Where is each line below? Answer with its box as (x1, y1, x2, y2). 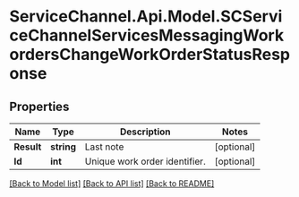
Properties (9, 98, 70, 114)
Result (13, 141, 42, 153)
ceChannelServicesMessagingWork (9, 25, 285, 46)
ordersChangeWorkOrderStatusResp (9, 45, 291, 64)
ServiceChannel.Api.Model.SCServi (9, 6, 283, 27)
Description (119, 125, 172, 138)
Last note (84, 141, 124, 153)
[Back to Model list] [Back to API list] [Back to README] (9, 178, 215, 189)
